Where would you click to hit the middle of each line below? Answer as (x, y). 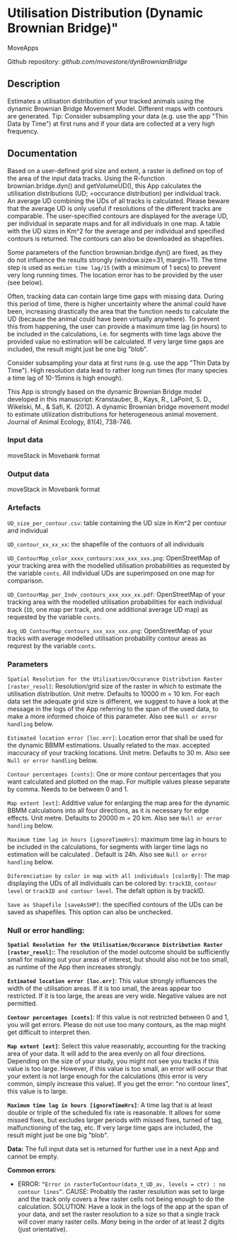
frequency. (23, 131)
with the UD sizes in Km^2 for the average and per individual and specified (116, 231)
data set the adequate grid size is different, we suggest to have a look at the (118, 701)
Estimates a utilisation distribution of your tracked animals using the (106, 101)
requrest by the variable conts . (52, 646)
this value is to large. (37, 1092)
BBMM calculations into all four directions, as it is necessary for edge (108, 810)
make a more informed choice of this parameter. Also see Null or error (112, 716)
